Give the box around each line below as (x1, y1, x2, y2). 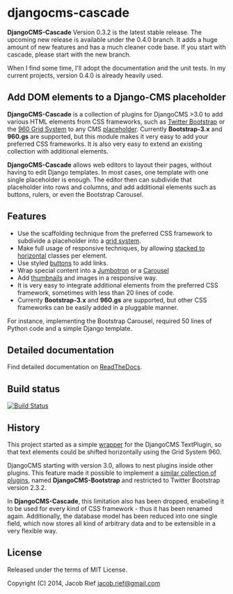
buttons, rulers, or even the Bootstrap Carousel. (7, 190, 144, 198)
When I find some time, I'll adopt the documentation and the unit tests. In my (7, 64, 226, 72)
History (7, 422, 40, 433)
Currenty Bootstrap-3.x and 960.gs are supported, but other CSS (17, 295, 207, 304)
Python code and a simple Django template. (7, 324, 132, 332)
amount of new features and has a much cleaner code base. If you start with (7, 43, 226, 51)
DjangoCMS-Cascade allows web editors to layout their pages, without (7, 161, 212, 169)
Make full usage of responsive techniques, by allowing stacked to (17, 244, 205, 252)
